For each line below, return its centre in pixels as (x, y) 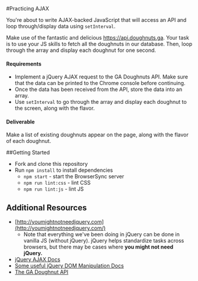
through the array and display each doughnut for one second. (81, 50)
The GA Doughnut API (42, 272)
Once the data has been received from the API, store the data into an (98, 89)
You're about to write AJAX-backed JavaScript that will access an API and (96, 20)
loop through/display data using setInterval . (61, 26)
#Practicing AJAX (27, 9)
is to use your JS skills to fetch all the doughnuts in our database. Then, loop (99, 44)
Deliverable (21, 122)
